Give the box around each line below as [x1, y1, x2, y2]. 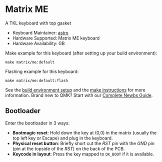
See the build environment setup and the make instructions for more [5, 86, 146, 93]
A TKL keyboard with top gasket [5, 20, 71, 26]
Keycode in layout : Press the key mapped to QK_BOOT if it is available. [12, 151, 154, 157]
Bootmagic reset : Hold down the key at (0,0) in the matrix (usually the [12, 129, 157, 135]
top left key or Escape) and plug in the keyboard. [12, 135, 113, 141]
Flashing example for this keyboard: [5, 68, 79, 74]
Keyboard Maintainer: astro [12, 29, 68, 35]
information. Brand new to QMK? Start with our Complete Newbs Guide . [5, 92, 153, 98]
